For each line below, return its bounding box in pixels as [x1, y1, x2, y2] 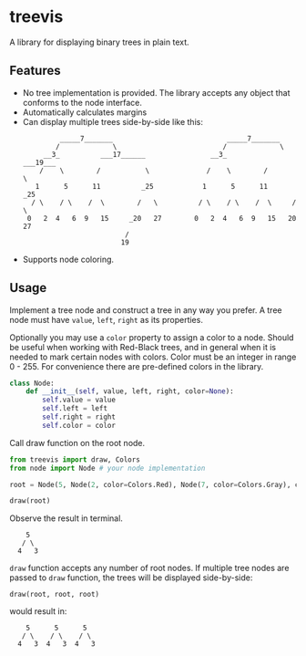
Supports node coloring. [22, 254, 115, 265]
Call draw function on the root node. [9, 437, 146, 448]
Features [9, 63, 61, 78]
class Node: [9, 379, 55, 388]
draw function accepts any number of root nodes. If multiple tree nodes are [9, 563, 290, 574]
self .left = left [42, 404, 107, 413]
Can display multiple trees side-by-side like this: [22, 116, 203, 127]
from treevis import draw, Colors [9, 454, 141, 464]
